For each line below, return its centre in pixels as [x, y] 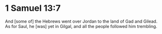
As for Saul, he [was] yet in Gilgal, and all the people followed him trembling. [81, 26]
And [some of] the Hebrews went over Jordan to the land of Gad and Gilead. [81, 21]
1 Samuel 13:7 [33, 8]
